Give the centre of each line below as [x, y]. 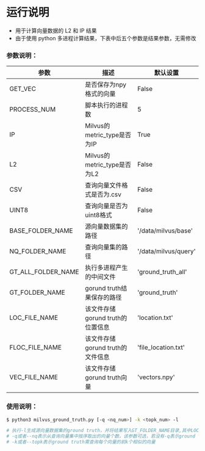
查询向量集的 [103, 247]
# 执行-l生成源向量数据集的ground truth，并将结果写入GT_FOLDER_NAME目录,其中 [99, 431]
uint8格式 [99, 215]
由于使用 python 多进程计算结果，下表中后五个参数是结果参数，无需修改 [106, 38]
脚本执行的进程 [106, 106]
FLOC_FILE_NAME [36, 347]
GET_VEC [23, 89]
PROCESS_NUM [33, 109]
